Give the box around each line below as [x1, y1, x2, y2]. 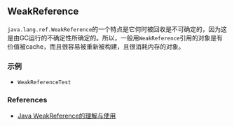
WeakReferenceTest [17, 79, 71, 86]
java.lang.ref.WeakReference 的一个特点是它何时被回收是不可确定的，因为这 [7, 24, 228, 33]
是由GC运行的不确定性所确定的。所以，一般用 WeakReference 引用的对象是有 [7, 33, 223, 42]
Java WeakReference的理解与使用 [17, 111, 116, 120]
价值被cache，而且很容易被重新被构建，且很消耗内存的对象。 [7, 42, 185, 51]
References [7, 95, 48, 105]
